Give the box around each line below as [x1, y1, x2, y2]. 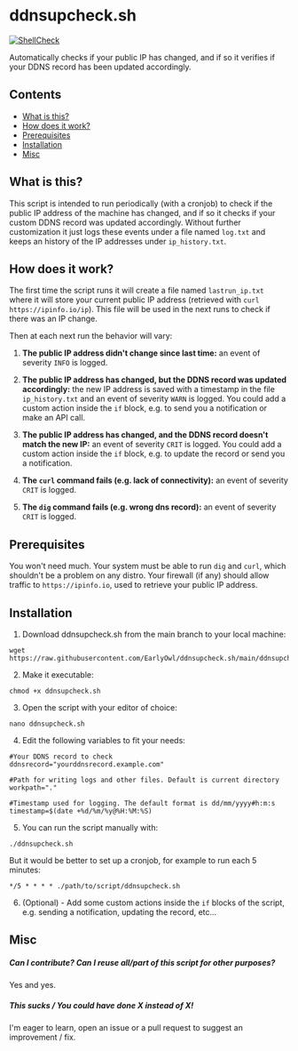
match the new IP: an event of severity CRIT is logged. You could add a [21, 439, 282, 450]
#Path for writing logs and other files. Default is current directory [9, 775, 279, 784]
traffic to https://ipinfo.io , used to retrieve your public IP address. [9, 580, 258, 590]
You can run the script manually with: [21, 822, 158, 832]
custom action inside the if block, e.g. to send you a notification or [21, 403, 268, 413]
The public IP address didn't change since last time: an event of [21, 348, 261, 358]
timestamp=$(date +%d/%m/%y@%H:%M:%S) [9, 806, 153, 815]
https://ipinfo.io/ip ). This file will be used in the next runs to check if [9, 304, 271, 315]
